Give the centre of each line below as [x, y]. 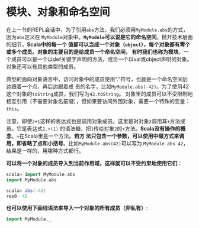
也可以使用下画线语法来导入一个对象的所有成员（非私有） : [77, 208]
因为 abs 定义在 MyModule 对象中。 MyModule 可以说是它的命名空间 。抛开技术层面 [99, 37]
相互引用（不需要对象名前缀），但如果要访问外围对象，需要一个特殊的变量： [98, 101]
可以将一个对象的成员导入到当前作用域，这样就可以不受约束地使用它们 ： [94, 163]
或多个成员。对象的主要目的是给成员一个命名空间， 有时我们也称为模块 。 [95, 51]
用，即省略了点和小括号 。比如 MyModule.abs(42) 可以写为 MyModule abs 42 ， [97, 143]
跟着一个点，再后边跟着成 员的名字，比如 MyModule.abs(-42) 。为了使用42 [100, 86]
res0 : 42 [17, 196]
